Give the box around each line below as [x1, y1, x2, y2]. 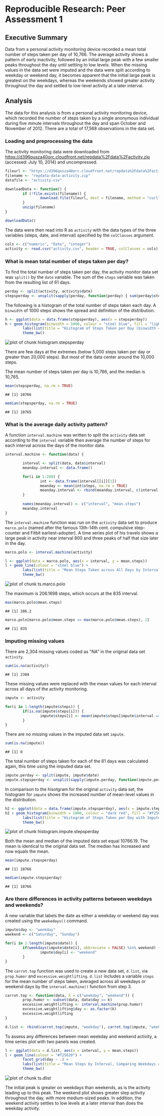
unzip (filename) [22, 205, 56, 210]
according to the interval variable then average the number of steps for [5, 437, 150, 443]
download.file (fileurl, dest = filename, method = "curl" [40, 196, 161, 201]
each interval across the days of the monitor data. [5, 442, 105, 448]
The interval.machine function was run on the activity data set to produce [5, 519, 158, 525]
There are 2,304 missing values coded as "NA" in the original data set [5, 649, 145, 654]
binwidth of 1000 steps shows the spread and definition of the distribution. [5, 307, 155, 313]
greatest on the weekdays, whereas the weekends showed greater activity [5, 77, 155, 83]
